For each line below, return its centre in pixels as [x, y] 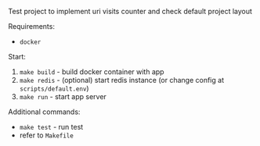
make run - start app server [63, 96]
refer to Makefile [47, 135]
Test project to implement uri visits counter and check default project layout [130, 11]
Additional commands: [44, 112]
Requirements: [31, 26]
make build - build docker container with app [92, 72]
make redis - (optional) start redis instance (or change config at [122, 80]
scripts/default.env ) [54, 88]
